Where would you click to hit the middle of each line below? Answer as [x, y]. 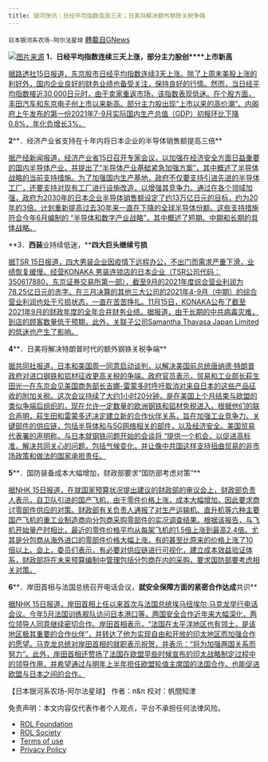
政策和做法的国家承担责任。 [60, 455]
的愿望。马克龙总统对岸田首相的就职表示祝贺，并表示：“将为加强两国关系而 [132, 644]
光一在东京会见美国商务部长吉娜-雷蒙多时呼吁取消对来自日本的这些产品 [132, 386]
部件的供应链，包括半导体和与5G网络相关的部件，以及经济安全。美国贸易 [135, 426]
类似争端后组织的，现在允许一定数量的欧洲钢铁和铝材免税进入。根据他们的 [130, 406]
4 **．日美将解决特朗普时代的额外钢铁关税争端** [88, 348]
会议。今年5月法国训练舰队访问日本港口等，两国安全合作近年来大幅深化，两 [133, 614]
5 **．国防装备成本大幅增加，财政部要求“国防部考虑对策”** [104, 472]
